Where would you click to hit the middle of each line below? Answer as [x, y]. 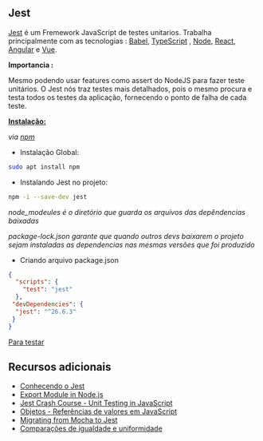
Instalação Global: [49, 152]
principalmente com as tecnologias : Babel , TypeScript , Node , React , [122, 41]
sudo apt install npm [44, 167]
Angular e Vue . [33, 49]
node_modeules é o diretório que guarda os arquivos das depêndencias [127, 212]
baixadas [24, 220]
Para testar [26, 342]
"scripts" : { [37, 282]
